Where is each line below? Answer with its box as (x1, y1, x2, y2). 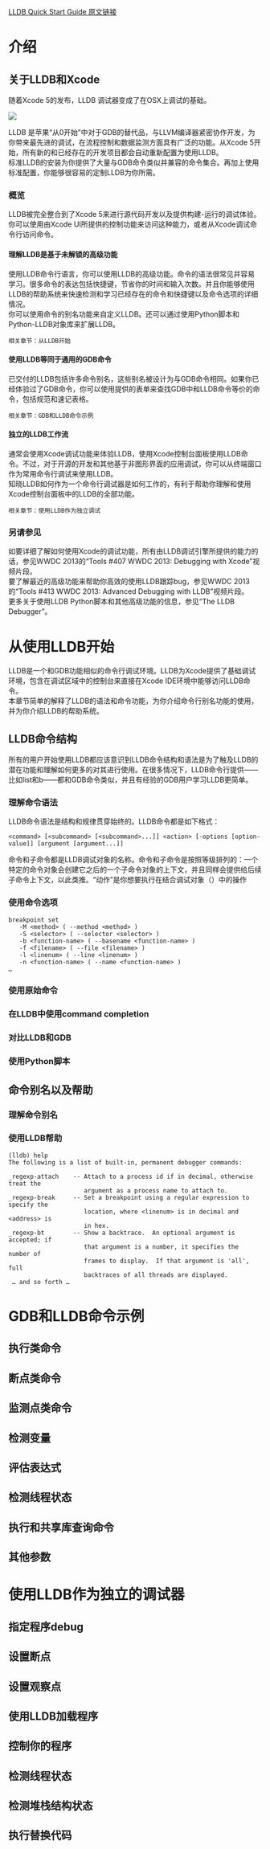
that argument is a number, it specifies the (84, 1242, 239, 1251)
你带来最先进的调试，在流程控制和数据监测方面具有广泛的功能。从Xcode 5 (8, 137, 255, 147)
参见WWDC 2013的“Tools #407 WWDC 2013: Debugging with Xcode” (22, 557, 253, 567)
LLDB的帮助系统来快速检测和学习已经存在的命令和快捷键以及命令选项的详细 (8, 288, 259, 299)
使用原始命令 (8, 985, 59, 996)
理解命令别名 (8, 1109, 59, 1120)
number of (8, 1250, 42, 1258)
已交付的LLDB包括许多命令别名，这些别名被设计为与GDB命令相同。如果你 (8, 374, 252, 383)
